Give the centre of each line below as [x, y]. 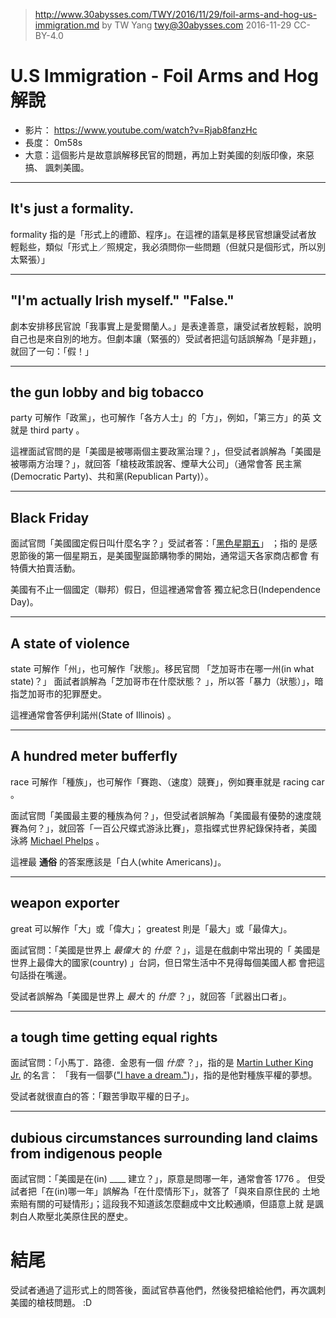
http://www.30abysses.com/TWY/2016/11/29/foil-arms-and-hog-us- [176, 14]
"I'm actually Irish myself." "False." [122, 300]
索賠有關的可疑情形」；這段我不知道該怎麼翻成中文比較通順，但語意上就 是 [162, 1204]
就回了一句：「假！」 [52, 351]
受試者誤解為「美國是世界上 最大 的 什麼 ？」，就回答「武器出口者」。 [151, 996]
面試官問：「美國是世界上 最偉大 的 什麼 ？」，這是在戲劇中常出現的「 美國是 [165, 950]
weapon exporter [65, 903]
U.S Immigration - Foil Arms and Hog [164, 76]
